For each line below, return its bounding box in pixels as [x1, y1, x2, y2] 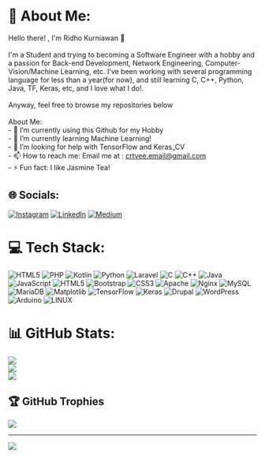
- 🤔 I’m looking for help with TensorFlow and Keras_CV [8, 142, 185, 151]
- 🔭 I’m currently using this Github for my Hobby [8, 125, 164, 135]
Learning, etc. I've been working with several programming [60, 66, 252, 76]
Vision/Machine [8, 66, 59, 76]
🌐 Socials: [8, 188, 60, 202]
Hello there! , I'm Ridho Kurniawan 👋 [8, 33, 125, 43]
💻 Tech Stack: [8, 238, 106, 256]
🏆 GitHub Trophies [8, 395, 105, 408]
